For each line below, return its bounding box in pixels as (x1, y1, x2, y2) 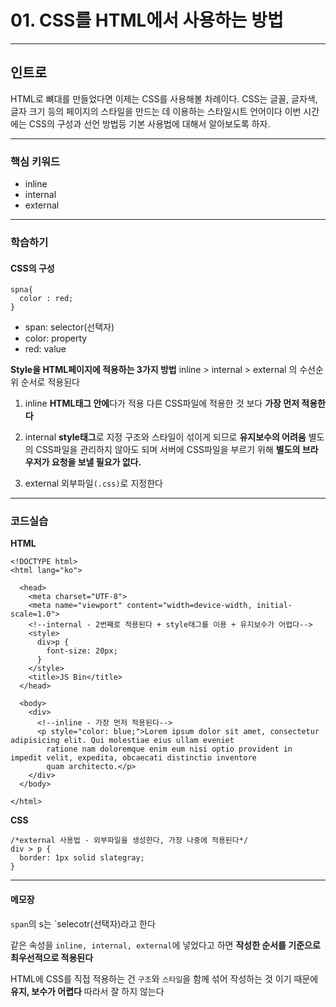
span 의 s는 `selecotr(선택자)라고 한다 (10, 917, 156, 930)
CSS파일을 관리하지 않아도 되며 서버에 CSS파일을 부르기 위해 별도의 (35, 444, 301, 456)
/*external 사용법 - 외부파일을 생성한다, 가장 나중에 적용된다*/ (10, 836, 249, 846)
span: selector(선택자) (24, 321, 115, 333)
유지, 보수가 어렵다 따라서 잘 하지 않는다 (10, 985, 165, 997)
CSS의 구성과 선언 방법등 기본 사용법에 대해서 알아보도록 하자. (28, 117, 271, 130)
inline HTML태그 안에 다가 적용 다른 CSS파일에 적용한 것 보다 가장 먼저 (24, 397, 300, 410)
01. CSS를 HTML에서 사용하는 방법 (10, 9, 284, 32)
